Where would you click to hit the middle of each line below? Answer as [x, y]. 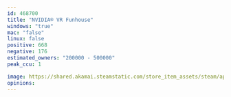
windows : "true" [30, 26]
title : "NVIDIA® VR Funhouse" [51, 20]
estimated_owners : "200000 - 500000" [61, 58]
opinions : [21, 83]
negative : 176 [27, 52]
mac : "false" [26, 32]
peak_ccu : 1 [24, 64]
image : [16, 77]
